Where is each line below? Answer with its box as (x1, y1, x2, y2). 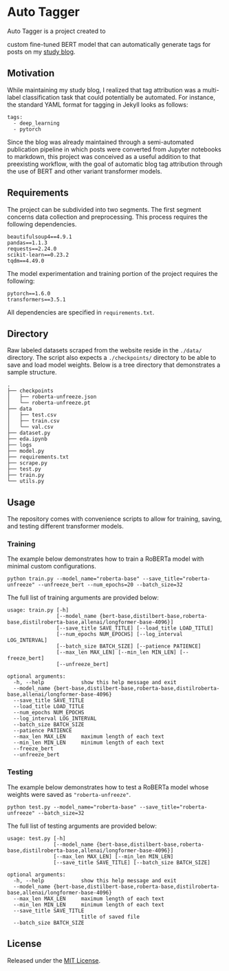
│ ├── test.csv (7, 412, 57, 418)
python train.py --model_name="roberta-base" (7, 575, 140, 582)
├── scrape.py (7, 460, 48, 467)
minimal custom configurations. (7, 562, 96, 570)
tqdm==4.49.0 (7, 257, 45, 264)
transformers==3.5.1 (7, 296, 67, 303)
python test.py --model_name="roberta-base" (7, 803, 137, 811)
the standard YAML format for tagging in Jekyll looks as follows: (7, 100, 188, 109)
